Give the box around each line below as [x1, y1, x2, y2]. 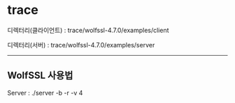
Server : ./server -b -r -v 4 [7, 88, 83, 97]
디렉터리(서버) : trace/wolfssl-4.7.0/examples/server [7, 40, 155, 49]
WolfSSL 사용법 [7, 70, 73, 81]
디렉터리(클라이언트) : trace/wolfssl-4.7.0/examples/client [7, 26, 169, 34]
